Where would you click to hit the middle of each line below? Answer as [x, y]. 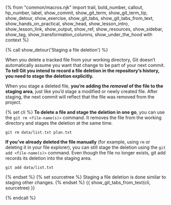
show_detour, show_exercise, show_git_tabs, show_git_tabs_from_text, [80, 18]
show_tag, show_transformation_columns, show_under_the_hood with [79, 35]
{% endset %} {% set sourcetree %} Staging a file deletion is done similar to [86, 177]
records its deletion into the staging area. [49, 158]
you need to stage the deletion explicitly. [49, 76]
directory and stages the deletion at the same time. [59, 123]
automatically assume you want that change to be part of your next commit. [85, 65]
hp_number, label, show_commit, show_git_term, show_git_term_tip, [77, 13]
